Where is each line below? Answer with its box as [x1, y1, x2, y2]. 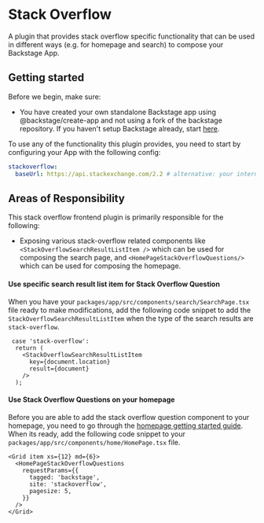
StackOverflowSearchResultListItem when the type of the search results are [8, 313, 254, 323]
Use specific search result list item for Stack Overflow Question [8, 279, 220, 289]
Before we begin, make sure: [8, 92, 101, 101]
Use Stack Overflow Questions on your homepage [8, 395, 175, 404]
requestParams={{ [22, 466, 79, 474]
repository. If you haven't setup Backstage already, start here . [19, 123, 220, 133]
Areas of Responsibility [8, 191, 126, 205]
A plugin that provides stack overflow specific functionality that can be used [8, 31, 255, 41]
